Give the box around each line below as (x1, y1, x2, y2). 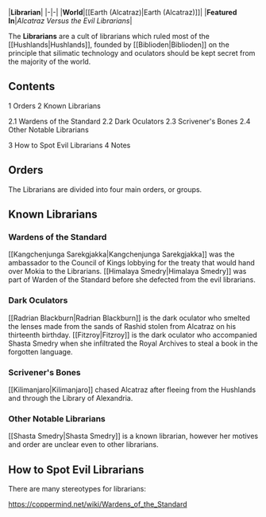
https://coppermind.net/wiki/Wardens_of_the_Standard (8, 499, 188, 509)
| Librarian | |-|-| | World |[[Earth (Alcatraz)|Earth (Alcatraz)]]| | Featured (8, 8, 237, 17)
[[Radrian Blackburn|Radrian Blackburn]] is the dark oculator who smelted (8, 313, 250, 323)
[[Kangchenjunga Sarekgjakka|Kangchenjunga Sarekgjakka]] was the (8, 249, 235, 259)
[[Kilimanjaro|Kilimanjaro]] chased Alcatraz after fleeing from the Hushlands (8, 385, 256, 394)
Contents (8, 80, 56, 93)
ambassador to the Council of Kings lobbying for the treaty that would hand (8, 258, 256, 268)
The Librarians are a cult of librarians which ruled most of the (8, 32, 210, 41)
